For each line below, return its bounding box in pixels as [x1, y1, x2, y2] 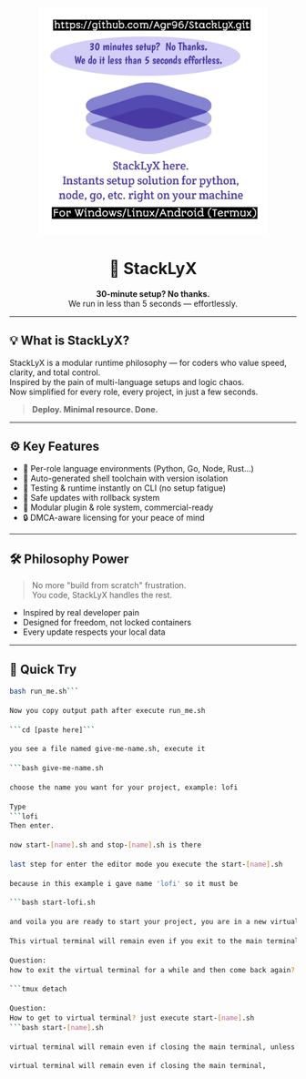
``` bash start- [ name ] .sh [9, 1023, 104, 1032]
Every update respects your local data [22, 626, 166, 637]
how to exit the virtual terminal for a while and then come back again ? [9, 965, 296, 974]
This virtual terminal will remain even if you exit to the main [9, 936, 262, 945]
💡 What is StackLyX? [9, 333, 130, 349]
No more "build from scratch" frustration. [31, 580, 187, 591]
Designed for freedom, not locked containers [22, 617, 192, 628]
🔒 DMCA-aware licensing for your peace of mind [22, 512, 205, 523]
